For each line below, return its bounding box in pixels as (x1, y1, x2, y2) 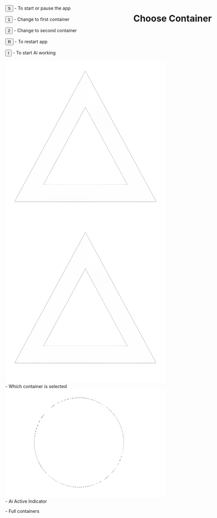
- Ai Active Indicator (5, 498, 47, 504)
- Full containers (5, 508, 40, 514)
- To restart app (14, 39, 48, 44)
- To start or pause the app (14, 5, 71, 11)
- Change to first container (14, 16, 70, 22)
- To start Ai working (12, 50, 56, 56)
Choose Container (133, 13, 212, 24)
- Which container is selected (5, 384, 67, 389)
